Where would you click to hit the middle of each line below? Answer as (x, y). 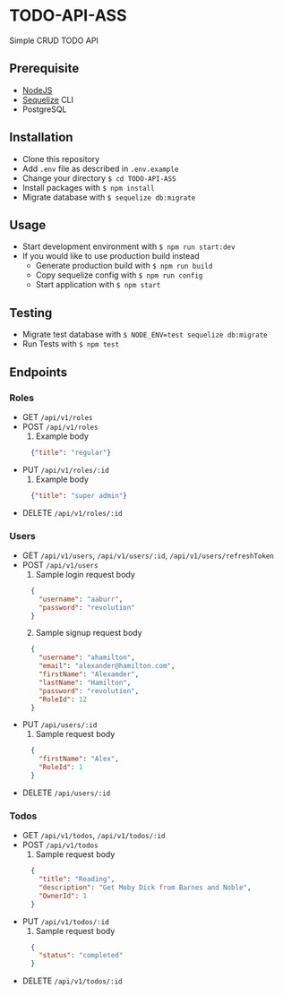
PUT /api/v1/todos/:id (65, 921)
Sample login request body (86, 574)
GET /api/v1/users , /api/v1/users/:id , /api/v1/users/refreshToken (148, 555)
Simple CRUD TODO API (54, 40)
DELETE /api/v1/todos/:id (72, 981)
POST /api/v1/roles (60, 426)
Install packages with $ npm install (88, 187)
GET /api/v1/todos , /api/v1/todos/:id (94, 836)
